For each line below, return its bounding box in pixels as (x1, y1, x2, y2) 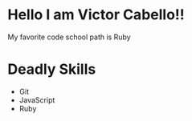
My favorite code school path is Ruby (7, 32, 131, 42)
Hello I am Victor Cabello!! (7, 6, 186, 24)
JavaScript (18, 95, 55, 105)
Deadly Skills (7, 60, 96, 79)
